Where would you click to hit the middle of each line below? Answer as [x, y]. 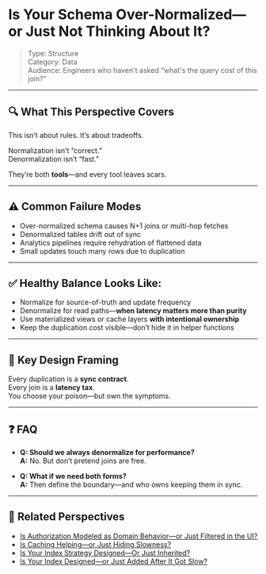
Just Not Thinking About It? [118, 31]
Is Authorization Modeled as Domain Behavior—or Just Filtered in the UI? [139, 536]
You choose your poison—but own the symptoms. [90, 396]
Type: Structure [53, 53]
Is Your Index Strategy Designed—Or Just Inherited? [105, 553]
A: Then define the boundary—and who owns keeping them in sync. [131, 484]
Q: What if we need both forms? [73, 476]
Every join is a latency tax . [51, 388]
